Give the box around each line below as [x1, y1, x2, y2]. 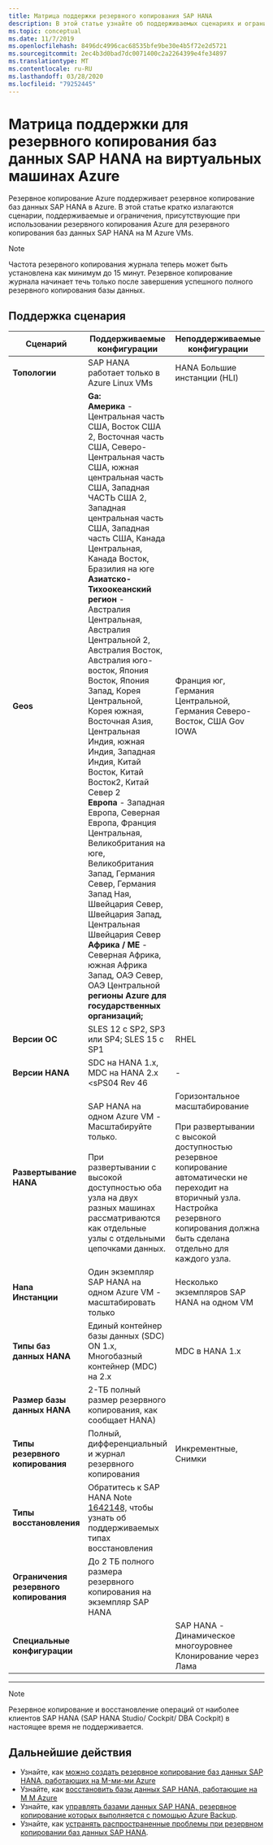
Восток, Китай [88, 766, 144, 778]
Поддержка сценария [8, 309, 126, 323]
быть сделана [175, 1233, 230, 1244]
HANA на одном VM [175, 1297, 253, 1309]
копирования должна [175, 1222, 260, 1234]
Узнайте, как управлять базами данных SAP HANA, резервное [19, 1802, 237, 1812]
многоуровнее [175, 1640, 233, 1652]
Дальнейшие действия [8, 1745, 132, 1760]
